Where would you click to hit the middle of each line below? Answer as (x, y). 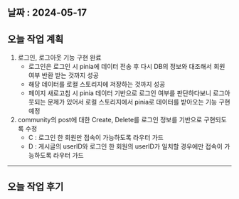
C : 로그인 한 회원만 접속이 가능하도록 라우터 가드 (96, 138)
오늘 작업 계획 (36, 39)
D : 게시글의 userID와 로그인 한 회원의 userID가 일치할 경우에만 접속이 (125, 146)
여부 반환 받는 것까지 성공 (64, 75)
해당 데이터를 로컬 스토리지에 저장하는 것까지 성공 (97, 85)
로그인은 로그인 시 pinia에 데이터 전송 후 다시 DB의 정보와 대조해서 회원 (127, 67)
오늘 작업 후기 (36, 187)
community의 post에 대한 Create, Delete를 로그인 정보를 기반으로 (110, 120)
